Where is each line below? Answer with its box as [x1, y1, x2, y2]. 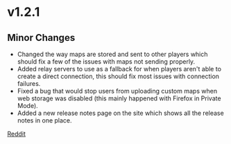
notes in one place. [17, 116, 72, 125]
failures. [17, 80, 41, 87]
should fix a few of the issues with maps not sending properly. [17, 57, 196, 66]
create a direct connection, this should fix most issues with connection [17, 72, 220, 80]
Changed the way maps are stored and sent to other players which [17, 50, 208, 58]
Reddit [7, 129, 26, 138]
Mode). [17, 102, 38, 109]
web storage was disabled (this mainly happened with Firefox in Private [17, 94, 221, 102]
